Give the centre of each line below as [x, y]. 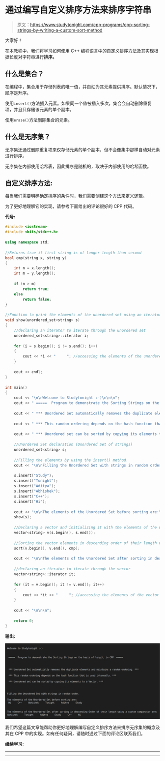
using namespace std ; [27, 242]
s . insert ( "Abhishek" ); [37, 491]
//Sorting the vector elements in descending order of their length [85, 543]
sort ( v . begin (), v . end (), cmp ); [47, 548]
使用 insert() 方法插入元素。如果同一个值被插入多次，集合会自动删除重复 [79, 103]
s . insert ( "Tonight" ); [36, 481]
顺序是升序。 [18, 93]
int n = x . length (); [35, 268]
